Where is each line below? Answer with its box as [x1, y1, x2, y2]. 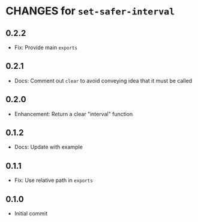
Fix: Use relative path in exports [14, 177, 94, 184]
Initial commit [14, 210, 48, 217]
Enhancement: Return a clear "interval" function [14, 110, 133, 117]
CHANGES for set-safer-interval [5, 4, 175, 18]
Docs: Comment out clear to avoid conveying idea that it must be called [14, 77, 193, 84]
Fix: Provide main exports [14, 44, 77, 51]
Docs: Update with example [14, 144, 83, 151]
